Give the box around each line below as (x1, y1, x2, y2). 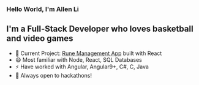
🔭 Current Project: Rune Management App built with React (15, 50, 162, 57)
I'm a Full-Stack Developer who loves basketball (6, 24, 194, 34)
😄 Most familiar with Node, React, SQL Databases (15, 56, 142, 63)
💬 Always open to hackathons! (15, 72, 92, 79)
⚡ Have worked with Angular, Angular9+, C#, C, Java (15, 63, 149, 70)
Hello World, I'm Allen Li (6, 5, 79, 13)
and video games (6, 33, 73, 44)
